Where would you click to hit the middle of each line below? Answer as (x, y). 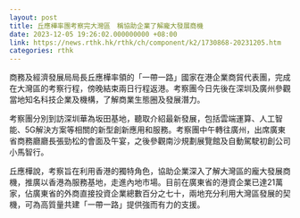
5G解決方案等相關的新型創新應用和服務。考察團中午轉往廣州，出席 (147, 130)
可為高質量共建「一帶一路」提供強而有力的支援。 (115, 205)
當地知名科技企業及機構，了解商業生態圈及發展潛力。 (107, 100)
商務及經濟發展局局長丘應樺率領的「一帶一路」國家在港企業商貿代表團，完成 (150, 78)
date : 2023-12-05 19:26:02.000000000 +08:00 (93, 34)
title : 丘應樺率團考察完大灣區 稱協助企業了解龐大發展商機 (106, 26)
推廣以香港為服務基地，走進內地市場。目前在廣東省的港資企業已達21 (150, 182)
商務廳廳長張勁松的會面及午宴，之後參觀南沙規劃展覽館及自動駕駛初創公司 (154, 141)
